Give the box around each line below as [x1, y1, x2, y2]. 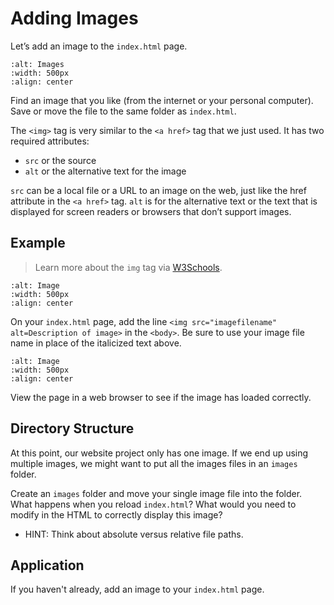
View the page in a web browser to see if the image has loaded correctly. [10, 391, 312, 403]
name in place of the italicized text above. [10, 337, 182, 349]
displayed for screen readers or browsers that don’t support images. [10, 205, 292, 217]
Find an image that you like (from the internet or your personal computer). [10, 94, 314, 106]
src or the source [24, 154, 97, 166]
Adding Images [10, 7, 139, 30]
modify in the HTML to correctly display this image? [10, 508, 223, 521]
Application [10, 557, 85, 574]
